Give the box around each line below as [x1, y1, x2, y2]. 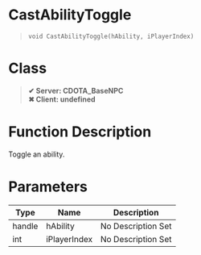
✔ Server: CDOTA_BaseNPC [27, 86, 124, 95]
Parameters [8, 178, 88, 195]
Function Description [8, 123, 152, 141]
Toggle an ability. [8, 149, 65, 159]
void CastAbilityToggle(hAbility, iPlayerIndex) [27, 32, 195, 40]
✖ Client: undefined [27, 94, 96, 104]
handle [12, 220, 39, 232]
